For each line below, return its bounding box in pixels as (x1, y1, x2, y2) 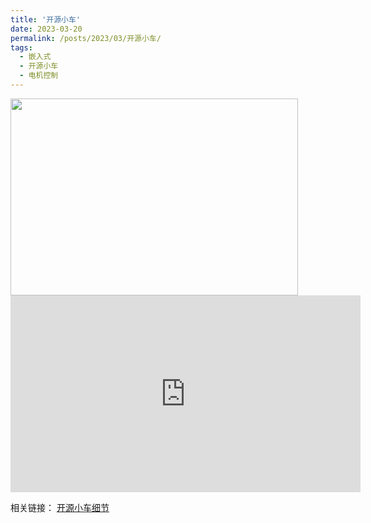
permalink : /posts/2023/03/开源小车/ (10, 33, 162, 43)
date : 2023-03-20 (10, 24, 83, 34)
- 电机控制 (19, 71, 59, 81)
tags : (10, 42, 33, 53)
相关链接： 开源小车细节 (10, 501, 110, 513)
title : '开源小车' (10, 14, 82, 25)
